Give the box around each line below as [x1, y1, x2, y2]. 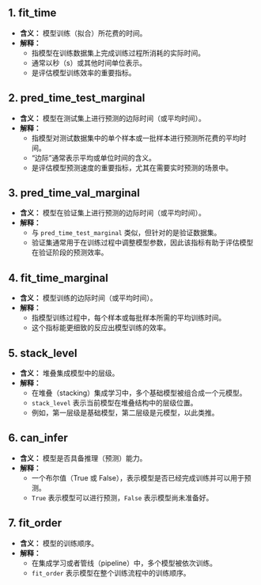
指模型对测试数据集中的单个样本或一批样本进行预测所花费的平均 [31, 133, 240, 142]
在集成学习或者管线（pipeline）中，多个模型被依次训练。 [31, 558, 217, 568]
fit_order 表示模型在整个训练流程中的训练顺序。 [31, 568, 191, 577]
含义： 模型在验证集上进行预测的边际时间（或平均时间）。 [19, 208, 206, 218]
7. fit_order [8, 516, 62, 530]
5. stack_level [8, 346, 78, 359]
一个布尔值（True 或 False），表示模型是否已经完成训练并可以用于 [31, 473, 245, 482]
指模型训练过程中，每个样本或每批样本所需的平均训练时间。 [31, 313, 226, 323]
